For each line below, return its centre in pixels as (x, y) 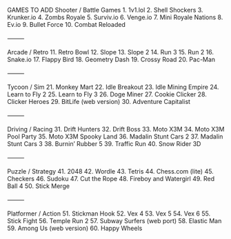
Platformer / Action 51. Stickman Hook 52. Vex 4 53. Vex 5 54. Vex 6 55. (109, 214)
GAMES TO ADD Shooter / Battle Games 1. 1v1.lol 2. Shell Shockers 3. (105, 10)
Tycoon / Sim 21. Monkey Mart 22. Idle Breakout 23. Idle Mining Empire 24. (113, 87)
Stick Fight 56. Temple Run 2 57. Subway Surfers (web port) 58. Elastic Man (114, 221)
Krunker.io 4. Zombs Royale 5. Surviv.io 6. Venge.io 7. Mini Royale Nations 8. (115, 17)
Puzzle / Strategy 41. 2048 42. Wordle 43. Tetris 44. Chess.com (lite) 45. (110, 171)
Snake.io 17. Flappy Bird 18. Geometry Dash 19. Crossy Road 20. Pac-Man (111, 59)
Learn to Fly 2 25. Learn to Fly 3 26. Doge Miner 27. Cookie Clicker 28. (107, 94)
